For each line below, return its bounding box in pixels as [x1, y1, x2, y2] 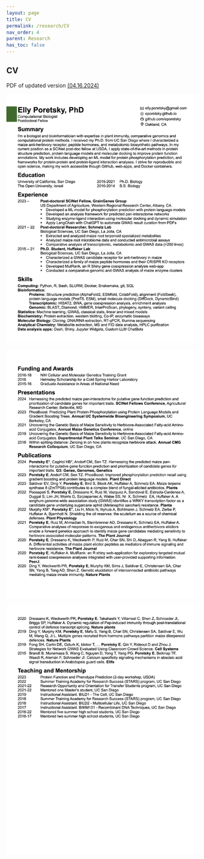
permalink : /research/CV [6, 23, 70, 29]
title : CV [6, 16, 32, 23]
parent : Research [6, 35, 51, 42]
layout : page [6, 10, 40, 16]
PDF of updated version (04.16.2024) [6, 81, 100, 89]
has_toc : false [6, 42, 45, 48]
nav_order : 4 [6, 29, 40, 35]
